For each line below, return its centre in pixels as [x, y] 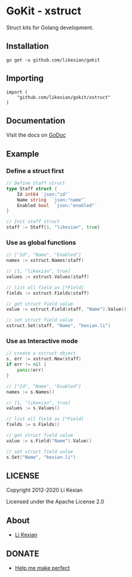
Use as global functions [41, 242]
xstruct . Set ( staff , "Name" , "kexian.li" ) [59, 326]
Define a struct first [35, 171]
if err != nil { [26, 365]
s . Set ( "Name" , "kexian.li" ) [41, 457]
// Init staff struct [33, 222]
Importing [25, 78]
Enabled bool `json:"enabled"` [57, 205]
